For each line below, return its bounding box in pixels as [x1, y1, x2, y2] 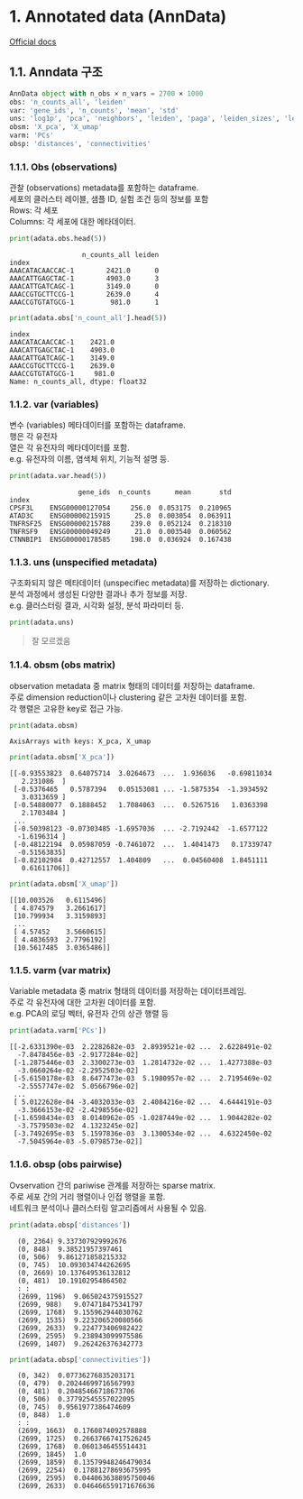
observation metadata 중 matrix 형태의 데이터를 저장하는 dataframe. [9, 680, 255, 691]
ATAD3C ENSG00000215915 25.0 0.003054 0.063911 [9, 511, 232, 520]
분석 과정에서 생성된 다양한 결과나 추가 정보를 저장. [9, 589, 188, 600]
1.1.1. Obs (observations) [9, 161, 118, 173]
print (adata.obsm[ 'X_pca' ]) [9, 753, 115, 762]
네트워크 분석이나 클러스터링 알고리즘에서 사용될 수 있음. [9, 1202, 207, 1213]
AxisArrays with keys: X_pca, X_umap [9, 737, 151, 746]
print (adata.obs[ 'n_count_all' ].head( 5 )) [9, 314, 168, 323]
